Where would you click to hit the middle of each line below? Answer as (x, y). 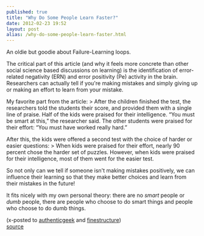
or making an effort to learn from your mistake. (65, 90)
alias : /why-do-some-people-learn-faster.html (66, 35)
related (15, 77)
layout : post (23, 29)
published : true (27, 12)
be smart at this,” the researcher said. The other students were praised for (100, 121)
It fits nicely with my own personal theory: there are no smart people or (96, 195)
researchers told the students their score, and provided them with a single (99, 108)
